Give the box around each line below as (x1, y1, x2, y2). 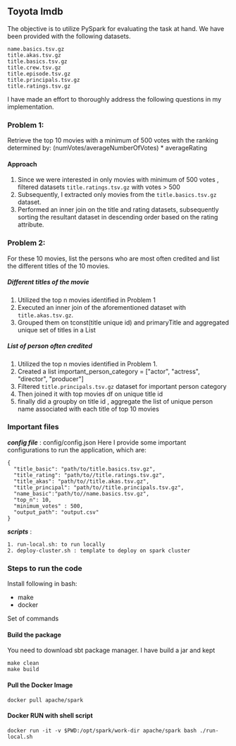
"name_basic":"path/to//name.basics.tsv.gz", (13, 490, 150, 497)
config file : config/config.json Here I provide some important (7, 438, 187, 447)
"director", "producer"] (17, 374, 85, 383)
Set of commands (7, 614, 59, 623)
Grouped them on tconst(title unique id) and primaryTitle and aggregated (17, 318, 230, 327)
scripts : (7, 527, 32, 536)
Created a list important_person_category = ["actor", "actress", (17, 367, 200, 375)
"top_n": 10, (13, 496, 52, 503)
